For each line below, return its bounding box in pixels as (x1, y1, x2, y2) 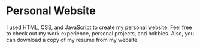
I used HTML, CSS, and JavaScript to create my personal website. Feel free (6, 24, 192, 31)
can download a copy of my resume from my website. (6, 36, 139, 43)
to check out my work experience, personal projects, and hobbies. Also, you (6, 30, 195, 37)
